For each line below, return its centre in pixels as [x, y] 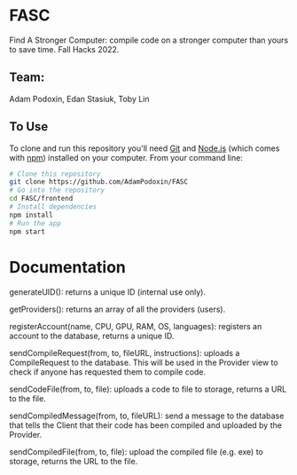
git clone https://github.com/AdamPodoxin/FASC [99, 182]
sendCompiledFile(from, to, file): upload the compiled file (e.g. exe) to [136, 451]
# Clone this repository [55, 174]
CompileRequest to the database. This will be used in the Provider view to [144, 362]
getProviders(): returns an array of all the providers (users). [117, 309]
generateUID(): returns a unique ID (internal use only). [108, 292]
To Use [29, 127]
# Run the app [35, 223]
